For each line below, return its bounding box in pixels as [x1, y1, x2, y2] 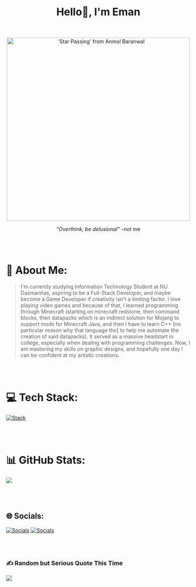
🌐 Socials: [6, 511, 44, 521]
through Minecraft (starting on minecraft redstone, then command [20, 308, 180, 315]
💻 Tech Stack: [6, 391, 78, 404]
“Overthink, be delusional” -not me [56, 225, 140, 232]
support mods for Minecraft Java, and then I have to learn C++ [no [20, 320, 181, 327]
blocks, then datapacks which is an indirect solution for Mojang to [20, 314, 180, 321]
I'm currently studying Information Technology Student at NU [20, 283, 168, 290]
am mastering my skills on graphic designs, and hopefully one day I [20, 345, 183, 352]
